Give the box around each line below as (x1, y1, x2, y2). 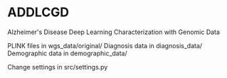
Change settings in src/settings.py (7, 62, 108, 71)
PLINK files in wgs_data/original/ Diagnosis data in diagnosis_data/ (7, 41, 203, 50)
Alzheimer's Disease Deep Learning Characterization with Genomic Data (7, 28, 221, 36)
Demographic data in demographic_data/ (7, 49, 128, 57)
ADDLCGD (7, 4, 70, 21)
